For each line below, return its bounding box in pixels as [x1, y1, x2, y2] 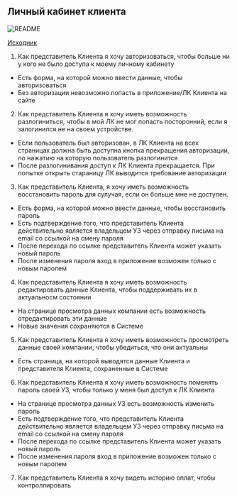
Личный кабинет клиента [7, 6, 126, 18]
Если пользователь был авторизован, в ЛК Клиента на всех [17, 138, 199, 147]
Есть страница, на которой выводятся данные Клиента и [17, 356, 190, 365]
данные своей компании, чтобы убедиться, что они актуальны [17, 343, 208, 351]
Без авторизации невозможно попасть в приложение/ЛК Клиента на [17, 88, 227, 97]
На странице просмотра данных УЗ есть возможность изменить [17, 399, 215, 407]
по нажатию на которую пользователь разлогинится [17, 153, 178, 162]
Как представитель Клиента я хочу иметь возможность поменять [17, 377, 219, 386]
